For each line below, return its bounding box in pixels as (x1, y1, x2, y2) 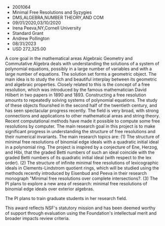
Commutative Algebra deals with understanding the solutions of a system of (5, 61, 160, 66)
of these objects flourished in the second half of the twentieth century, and (5, 103, 158, 108)
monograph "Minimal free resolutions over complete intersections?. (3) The (5, 175, 158, 181)
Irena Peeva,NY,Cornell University (12, 25, 81, 31)
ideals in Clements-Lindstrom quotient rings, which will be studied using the (5, 165, 159, 171)
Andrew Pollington (12, 35, 50, 41)
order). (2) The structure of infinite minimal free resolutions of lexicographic (5, 160, 159, 166)
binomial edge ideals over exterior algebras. (5, 186, 95, 192)
